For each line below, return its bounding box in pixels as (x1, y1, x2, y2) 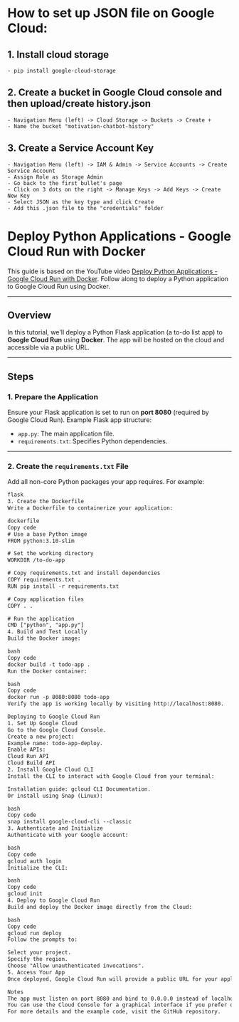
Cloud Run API (7, 753, 50, 760)
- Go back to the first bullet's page (7, 179, 122, 186)
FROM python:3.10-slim (7, 537, 75, 544)
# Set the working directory (7, 550, 94, 557)
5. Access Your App (7, 969, 65, 976)
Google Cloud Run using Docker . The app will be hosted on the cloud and (7, 336, 225, 344)
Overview (7, 309, 52, 321)
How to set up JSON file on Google (7, 5, 215, 21)
